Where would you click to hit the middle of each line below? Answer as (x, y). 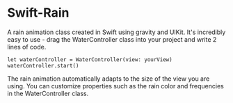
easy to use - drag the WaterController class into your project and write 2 (112, 39)
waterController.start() (43, 65)
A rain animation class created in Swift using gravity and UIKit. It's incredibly (116, 32)
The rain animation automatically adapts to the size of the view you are (109, 79)
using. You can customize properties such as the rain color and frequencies (115, 86)
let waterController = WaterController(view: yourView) (90, 60)
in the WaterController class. (48, 93)
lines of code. (27, 47)
